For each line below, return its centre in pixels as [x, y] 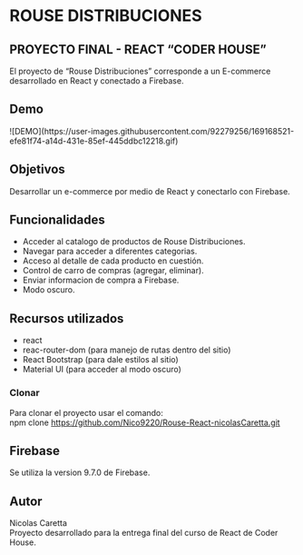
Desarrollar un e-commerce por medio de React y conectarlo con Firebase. [150, 191]
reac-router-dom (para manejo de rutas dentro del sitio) [127, 350]
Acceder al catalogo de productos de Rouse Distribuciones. [134, 242]
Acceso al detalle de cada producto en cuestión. [113, 261]
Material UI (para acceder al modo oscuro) [102, 370]
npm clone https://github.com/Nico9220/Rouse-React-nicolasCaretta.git [145, 422]
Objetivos [37, 169]
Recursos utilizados [67, 318]
